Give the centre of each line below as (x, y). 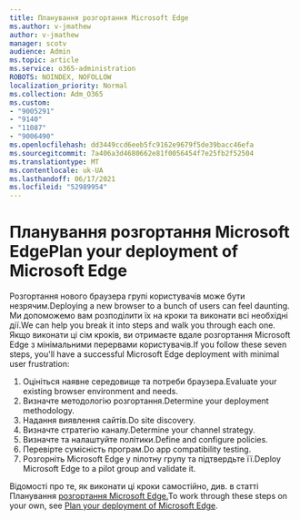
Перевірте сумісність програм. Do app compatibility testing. (137, 449)
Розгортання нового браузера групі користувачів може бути (127, 296)
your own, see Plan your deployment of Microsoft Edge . (114, 505)
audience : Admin (40, 52)
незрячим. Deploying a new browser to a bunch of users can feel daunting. (150, 306)
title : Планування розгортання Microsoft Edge (99, 18)
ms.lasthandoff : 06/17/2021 (63, 178)
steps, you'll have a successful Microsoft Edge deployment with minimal (145, 354)
